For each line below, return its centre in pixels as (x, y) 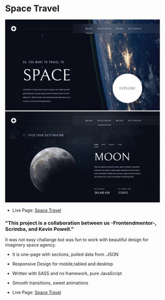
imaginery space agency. (31, 245)
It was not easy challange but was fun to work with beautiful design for (77, 240)
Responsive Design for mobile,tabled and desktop (63, 264)
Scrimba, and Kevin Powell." (40, 229)
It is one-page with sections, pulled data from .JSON (65, 254)
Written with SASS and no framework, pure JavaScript (67, 274)
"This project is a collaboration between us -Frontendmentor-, (81, 223)
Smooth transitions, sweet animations (50, 283)
